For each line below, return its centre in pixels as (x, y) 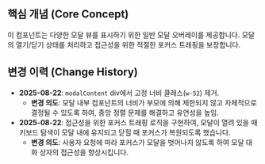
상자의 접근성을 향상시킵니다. (84, 152)
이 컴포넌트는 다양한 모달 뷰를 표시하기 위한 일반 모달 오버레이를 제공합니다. (124, 35)
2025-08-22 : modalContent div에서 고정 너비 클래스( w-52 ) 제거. (119, 93)
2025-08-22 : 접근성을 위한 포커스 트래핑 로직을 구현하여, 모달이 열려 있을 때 (138, 122)
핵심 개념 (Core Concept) (68, 14)
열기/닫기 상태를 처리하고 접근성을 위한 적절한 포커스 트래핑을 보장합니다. (128, 44)
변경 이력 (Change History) (73, 72)
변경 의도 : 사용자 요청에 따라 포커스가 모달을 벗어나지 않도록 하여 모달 (137, 142)
